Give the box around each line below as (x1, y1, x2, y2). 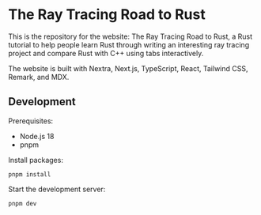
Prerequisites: (8, 116, 54, 126)
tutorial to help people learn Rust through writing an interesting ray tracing (8, 40, 250, 49)
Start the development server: (8, 184, 106, 194)
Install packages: (8, 155, 63, 164)
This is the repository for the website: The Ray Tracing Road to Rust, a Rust (8, 32, 253, 41)
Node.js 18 (19, 131, 55, 141)
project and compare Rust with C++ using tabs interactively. (8, 48, 204, 58)
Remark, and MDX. (8, 72, 70, 81)
